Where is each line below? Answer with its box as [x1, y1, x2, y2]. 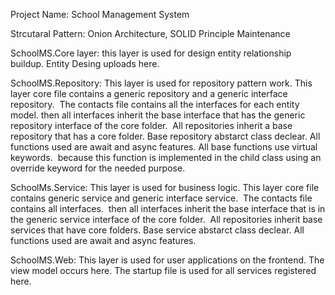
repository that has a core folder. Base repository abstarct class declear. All [10, 130, 321, 142]
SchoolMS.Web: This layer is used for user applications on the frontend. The [10, 254, 325, 266]
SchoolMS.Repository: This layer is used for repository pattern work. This [10, 77, 313, 89]
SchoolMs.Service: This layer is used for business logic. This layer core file [10, 182, 320, 193]
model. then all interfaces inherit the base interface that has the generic [10, 109, 306, 121]
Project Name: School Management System [10, 9, 190, 20]
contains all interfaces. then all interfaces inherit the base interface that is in [10, 203, 326, 214]
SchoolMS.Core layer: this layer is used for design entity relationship [10, 47, 292, 59]
